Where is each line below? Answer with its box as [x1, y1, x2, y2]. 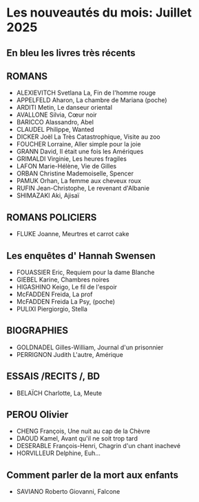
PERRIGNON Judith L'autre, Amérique [16, 350, 123, 358]
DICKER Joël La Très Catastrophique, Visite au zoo [16, 133, 161, 141]
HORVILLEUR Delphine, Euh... [16, 449, 101, 457]
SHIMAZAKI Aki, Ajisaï [16, 191, 80, 200]
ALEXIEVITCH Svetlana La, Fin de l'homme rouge [16, 88, 156, 97]
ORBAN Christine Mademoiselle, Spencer [16, 169, 134, 177]
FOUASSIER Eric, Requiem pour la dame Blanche [16, 268, 155, 277]
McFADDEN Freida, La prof [16, 290, 93, 298]
